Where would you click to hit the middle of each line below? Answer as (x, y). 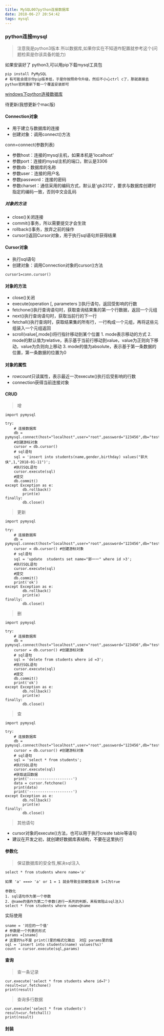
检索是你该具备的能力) (43, 54)
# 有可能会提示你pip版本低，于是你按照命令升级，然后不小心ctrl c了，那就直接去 (77, 79)
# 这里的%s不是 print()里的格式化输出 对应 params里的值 (59, 940)
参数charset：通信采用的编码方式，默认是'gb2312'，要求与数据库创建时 (84, 186)
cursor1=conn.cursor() (28, 275)
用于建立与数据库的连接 (36, 128)
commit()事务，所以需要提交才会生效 (49, 223)
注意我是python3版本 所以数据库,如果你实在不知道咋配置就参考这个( (85, 48)
